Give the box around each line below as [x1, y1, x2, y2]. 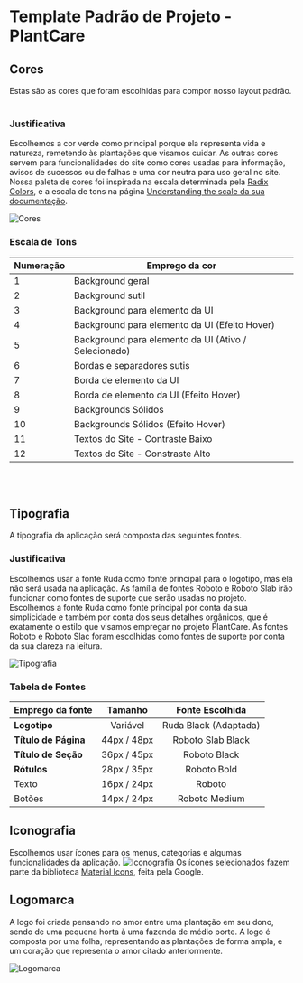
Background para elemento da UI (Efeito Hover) [73, 318, 275, 331]
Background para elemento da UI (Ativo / [73, 332, 247, 345]
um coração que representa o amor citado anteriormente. [9, 945, 224, 956]
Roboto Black [183, 748, 240, 761]
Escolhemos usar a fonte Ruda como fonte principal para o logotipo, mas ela [9, 573, 293, 584]
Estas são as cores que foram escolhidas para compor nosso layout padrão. [9, 86, 292, 96]
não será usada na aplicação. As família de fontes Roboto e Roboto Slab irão [9, 583, 293, 594]
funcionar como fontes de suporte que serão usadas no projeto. [9, 592, 247, 603]
